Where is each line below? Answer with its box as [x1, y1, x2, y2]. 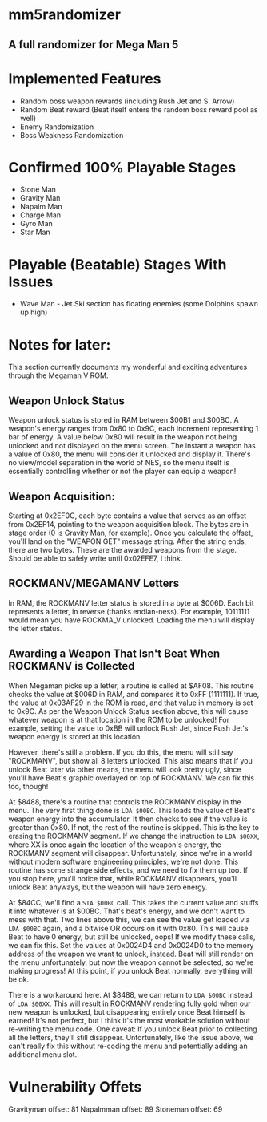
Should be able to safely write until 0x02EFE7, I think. [8, 553, 183, 563]
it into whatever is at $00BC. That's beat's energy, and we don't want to [8, 906, 245, 916]
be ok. [8, 974, 30, 984]
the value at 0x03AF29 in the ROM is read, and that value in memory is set [8, 698, 253, 707]
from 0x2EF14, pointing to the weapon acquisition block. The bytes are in [8, 519, 249, 529]
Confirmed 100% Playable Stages [8, 158, 237, 176]
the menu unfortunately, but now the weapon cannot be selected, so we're [8, 957, 254, 967]
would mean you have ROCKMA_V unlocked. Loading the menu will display [8, 615, 255, 625]
